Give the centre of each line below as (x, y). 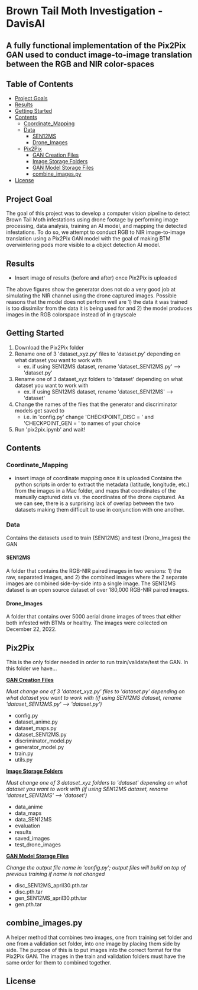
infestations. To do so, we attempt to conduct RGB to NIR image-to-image (96, 232)
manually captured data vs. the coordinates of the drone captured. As (100, 497)
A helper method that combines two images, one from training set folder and (99, 937)
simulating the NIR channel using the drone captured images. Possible (92, 296)
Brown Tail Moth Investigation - (85, 11)
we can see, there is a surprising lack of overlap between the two (94, 503)
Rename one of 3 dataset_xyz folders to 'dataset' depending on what (99, 379)
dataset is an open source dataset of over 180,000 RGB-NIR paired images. (98, 590)
